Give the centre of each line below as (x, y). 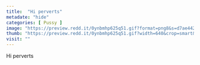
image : (14, 28)
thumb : (14, 34)
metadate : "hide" (28, 17)
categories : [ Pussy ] (34, 22)
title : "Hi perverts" (34, 12)
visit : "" (18, 39)
